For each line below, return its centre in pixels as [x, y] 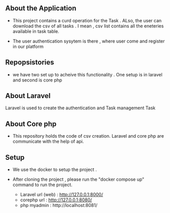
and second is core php [37, 80]
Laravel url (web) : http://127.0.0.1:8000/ [61, 195]
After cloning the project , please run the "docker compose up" [78, 180]
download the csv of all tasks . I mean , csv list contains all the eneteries [88, 26]
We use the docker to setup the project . [55, 169]
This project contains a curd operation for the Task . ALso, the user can [87, 20]
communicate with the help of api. [48, 142]
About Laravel [28, 96]
